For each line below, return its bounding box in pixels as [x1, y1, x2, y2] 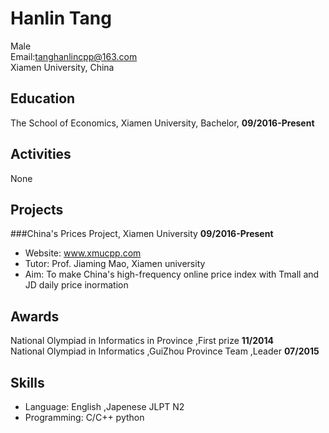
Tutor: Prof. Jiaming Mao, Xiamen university [24, 258, 206, 270]
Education [10, 90, 76, 107]
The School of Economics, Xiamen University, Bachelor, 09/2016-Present [10, 117, 315, 129]
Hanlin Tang [10, 7, 112, 30]
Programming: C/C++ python [24, 412, 145, 423]
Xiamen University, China [10, 61, 115, 73]
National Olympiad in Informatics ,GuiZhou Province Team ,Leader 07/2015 [10, 345, 320, 357]
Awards [10, 308, 60, 325]
